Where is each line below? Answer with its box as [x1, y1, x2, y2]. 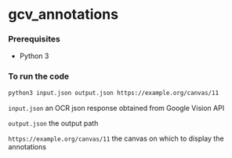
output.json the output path [8, 118, 99, 127]
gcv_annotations [8, 6, 119, 24]
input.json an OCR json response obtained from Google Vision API [8, 103, 225, 112]
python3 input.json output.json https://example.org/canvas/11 [8, 89, 219, 97]
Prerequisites [8, 34, 60, 45]
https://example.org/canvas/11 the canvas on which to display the [8, 134, 225, 143]
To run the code [8, 71, 70, 82]
